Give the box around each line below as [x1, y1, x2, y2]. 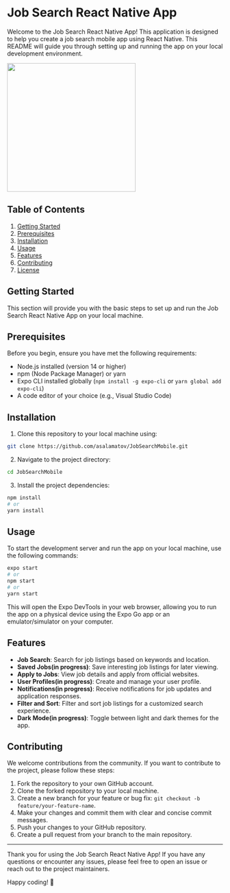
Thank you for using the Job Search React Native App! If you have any [7, 850, 205, 859]
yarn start [7, 590, 38, 597]
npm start [7, 578, 36, 584]
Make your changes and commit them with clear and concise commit [16, 809, 212, 817]
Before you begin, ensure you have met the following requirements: [7, 349, 197, 357]
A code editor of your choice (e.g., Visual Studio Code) [16, 392, 172, 400]
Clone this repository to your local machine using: [16, 430, 157, 438]
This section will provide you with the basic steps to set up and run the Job [7, 304, 219, 312]
